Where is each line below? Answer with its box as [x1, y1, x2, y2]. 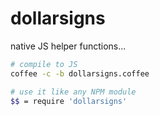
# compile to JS [10, 59, 78, 69]
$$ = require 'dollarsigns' [10, 96, 128, 106]
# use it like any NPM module [10, 87, 137, 97]
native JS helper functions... [10, 40, 127, 52]
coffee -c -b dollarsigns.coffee [10, 68, 150, 79]
